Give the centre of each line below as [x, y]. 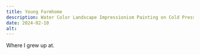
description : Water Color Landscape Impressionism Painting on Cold [93, 17]
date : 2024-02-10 [28, 23]
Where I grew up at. [30, 45]
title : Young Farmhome [34, 12]
